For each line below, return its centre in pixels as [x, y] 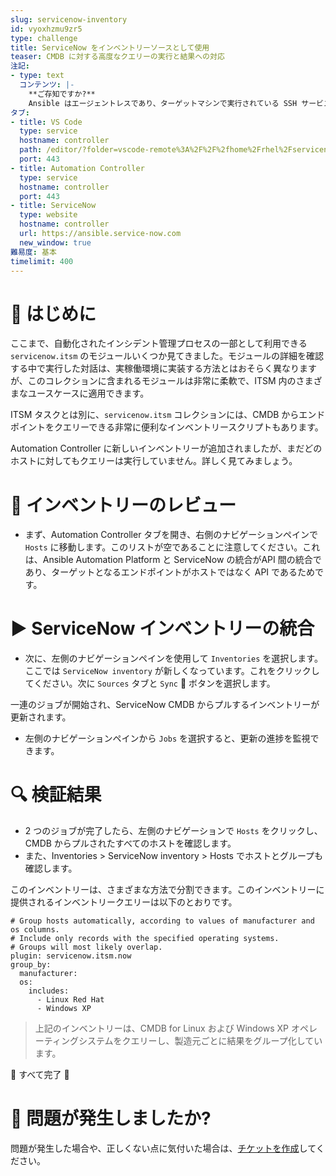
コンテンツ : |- [47, 85]
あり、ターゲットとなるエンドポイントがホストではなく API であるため [169, 572]
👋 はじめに [53, 313]
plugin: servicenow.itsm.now [71, 956]
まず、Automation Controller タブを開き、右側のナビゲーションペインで [171, 535]
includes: [49, 991]
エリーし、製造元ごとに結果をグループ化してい [226, 1041]
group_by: [31, 965]
